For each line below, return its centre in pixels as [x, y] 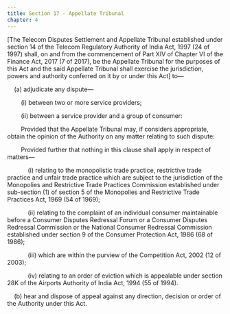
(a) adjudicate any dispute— [54, 89]
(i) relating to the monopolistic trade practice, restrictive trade [115, 170]
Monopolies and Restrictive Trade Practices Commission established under [113, 184]
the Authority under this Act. [47, 303]
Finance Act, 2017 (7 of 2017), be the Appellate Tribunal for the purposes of [114, 61]
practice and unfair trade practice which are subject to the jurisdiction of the [115, 177]
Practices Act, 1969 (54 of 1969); [54, 199]
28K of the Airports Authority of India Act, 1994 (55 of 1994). [93, 282]
